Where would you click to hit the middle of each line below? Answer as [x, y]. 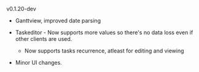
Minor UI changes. [39, 63]
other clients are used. [44, 39]
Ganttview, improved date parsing [58, 20]
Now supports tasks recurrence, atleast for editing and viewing [104, 51]
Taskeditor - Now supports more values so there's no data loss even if [104, 32]
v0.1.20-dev [21, 9]
